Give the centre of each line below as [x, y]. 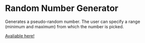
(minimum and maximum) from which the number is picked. [64, 26]
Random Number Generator [62, 8]
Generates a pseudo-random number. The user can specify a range [73, 21]
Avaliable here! [20, 36]
